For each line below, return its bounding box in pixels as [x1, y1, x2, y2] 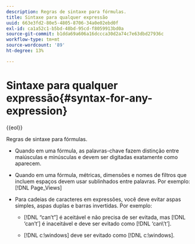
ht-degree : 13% [6, 48, 44, 54]
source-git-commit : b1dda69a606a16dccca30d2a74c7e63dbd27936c [6, 31, 164, 37]
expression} [6, 104, 68, 117]
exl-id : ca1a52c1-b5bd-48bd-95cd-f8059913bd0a [6, 25, 124, 32]
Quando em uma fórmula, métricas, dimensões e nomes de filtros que [14, 171, 187, 178]
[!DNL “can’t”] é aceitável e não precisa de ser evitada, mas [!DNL [23, 213, 186, 221]
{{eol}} [6, 124, 23, 131]
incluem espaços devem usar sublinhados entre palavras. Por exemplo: [14, 178, 190, 185]
